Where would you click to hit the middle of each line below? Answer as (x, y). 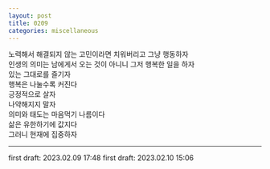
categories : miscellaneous (53, 30)
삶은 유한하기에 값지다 (43, 124)
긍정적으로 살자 (32, 95)
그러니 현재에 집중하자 (43, 135)
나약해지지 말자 (32, 104)
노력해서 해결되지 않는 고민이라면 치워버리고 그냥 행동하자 (98, 54)
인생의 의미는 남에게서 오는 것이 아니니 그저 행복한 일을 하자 (102, 64)
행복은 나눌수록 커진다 (43, 84)
